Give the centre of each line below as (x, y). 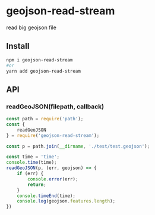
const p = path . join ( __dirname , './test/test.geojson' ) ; (78, 146)
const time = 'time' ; (33, 157)
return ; (37, 185)
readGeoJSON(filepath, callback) (55, 107)
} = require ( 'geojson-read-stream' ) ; (53, 135)
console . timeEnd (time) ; (46, 196)
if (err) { (30, 174)
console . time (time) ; (32, 163)
